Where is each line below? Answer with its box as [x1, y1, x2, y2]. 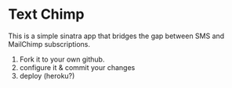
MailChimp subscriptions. [8, 39, 91, 48]
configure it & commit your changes [19, 62, 136, 72]
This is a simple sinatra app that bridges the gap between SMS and [8, 31, 225, 40]
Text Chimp [8, 5, 85, 23]
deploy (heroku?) [19, 71, 75, 80]
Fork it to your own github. [19, 55, 105, 64]
